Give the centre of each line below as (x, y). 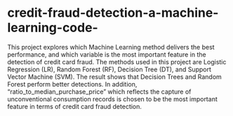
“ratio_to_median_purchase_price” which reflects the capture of (99, 92)
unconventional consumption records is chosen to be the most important (112, 99)
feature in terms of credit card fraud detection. (75, 106)
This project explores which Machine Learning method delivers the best (111, 47)
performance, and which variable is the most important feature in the (107, 55)
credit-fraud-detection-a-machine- (113, 13)
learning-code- (53, 28)
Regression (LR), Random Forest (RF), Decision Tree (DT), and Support (109, 69)
